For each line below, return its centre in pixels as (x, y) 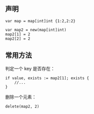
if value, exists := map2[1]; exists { (47, 78)
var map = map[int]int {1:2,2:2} (40, 21)
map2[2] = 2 (18, 39)
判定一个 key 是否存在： (30, 68)
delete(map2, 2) (22, 106)
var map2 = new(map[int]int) (36, 30)
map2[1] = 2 (18, 34)
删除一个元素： (21, 97)
